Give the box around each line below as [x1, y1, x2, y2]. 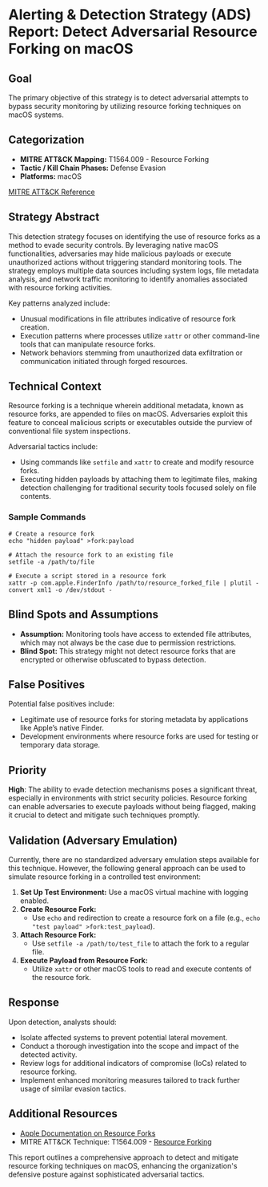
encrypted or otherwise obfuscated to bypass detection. [19, 654, 206, 664]
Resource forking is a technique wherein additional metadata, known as [8, 401, 244, 411]
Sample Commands [8, 512, 86, 523]
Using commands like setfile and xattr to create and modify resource [19, 457, 254, 467]
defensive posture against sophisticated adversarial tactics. [8, 1169, 205, 1179]
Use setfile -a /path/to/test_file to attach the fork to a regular [31, 938, 250, 948]
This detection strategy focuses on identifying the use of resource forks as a [8, 231, 261, 241]
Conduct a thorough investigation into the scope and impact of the [19, 1041, 239, 1051]
